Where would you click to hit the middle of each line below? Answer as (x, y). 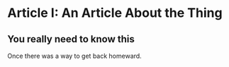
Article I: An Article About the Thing (115, 13)
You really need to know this (71, 39)
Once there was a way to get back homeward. (74, 56)
